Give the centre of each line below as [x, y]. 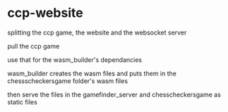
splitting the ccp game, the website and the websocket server [97, 32]
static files [22, 102]
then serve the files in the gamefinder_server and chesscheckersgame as [114, 94]
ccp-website [45, 13]
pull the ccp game [34, 46]
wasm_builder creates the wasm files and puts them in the [92, 73]
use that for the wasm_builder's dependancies [75, 60]
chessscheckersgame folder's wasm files [68, 81]
